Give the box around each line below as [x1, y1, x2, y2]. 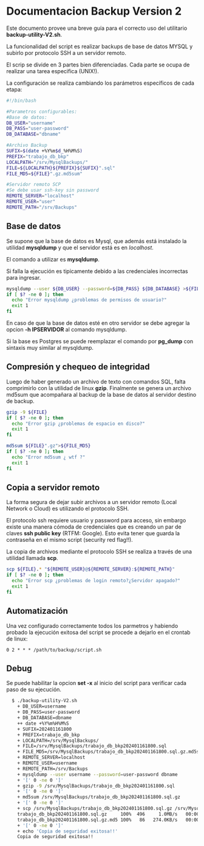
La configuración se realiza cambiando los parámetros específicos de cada [6, 79, 194, 87]
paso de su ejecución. [6, 686, 62, 693]
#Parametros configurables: [6, 108, 78, 115]
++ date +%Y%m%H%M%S [17, 720, 69, 727]
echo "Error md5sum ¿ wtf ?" [12, 454, 86, 460]
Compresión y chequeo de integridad [6, 361, 150, 372]
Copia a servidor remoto [6, 482, 100, 492]
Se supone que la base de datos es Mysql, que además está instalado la [6, 237, 187, 244]
